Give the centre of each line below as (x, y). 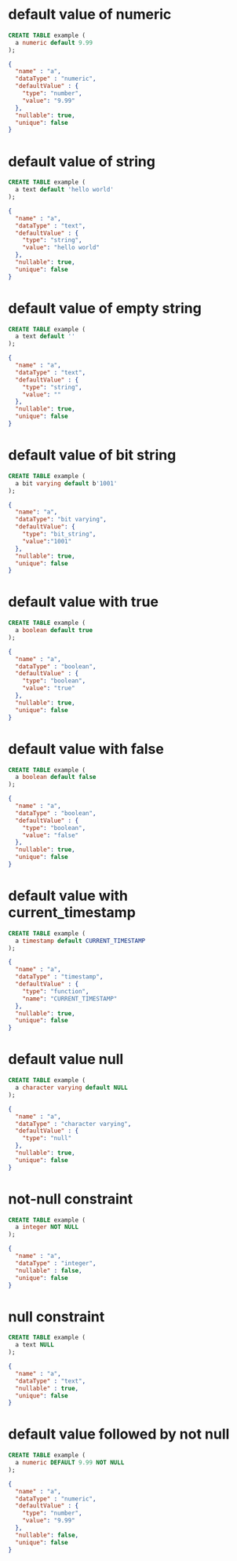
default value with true (84, 602)
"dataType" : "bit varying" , (61, 520)
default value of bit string (92, 455)
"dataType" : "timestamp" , (59, 977)
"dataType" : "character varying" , (73, 1124)
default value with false (86, 749)
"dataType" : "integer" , (56, 1263)
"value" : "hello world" (61, 248)
